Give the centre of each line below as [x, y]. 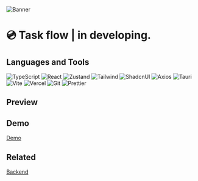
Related [21, 157]
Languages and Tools [48, 62]
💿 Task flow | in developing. [79, 35]
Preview [22, 102]
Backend [17, 172]
